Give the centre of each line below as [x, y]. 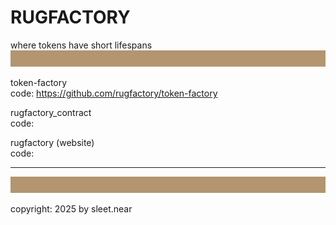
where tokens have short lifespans [81, 45]
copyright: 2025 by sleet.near [71, 209]
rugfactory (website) [52, 143]
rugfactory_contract [51, 113]
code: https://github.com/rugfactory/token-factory [114, 93]
